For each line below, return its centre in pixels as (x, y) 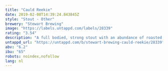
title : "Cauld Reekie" (29, 10)
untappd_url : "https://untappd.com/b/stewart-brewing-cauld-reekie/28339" (85, 42)
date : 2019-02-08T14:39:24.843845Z (42, 14)
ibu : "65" (15, 51)
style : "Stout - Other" (30, 19)
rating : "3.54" (21, 33)
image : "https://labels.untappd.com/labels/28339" (59, 28)
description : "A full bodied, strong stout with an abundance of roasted (84, 38)
